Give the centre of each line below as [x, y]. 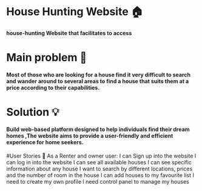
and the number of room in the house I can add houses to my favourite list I [100, 175]
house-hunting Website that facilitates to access [69, 33]
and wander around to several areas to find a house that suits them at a [98, 81]
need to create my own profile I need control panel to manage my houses [98, 181]
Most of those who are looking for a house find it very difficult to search [99, 75]
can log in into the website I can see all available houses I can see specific [99, 162]
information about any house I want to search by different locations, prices [99, 169]
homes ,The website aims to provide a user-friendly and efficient [90, 136]
